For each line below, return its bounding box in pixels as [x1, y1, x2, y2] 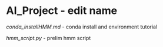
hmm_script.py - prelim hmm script [6, 34, 91, 41]
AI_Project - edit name [6, 4, 118, 17]
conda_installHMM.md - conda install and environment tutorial [6, 23, 158, 30]
